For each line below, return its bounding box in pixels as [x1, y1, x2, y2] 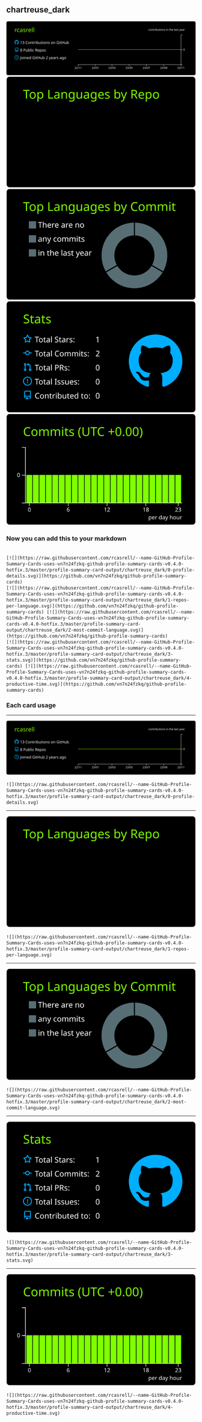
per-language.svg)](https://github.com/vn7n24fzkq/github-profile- [6, 603, 179, 609]
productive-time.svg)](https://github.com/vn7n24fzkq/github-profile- [6, 681, 187, 687]
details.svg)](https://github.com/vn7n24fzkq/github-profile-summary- [6, 573, 187, 579]
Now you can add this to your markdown [6, 534, 127, 543]
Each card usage [6, 701, 56, 709]
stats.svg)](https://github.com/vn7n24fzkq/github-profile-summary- [6, 657, 182, 663]
